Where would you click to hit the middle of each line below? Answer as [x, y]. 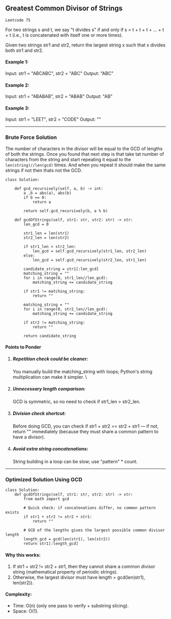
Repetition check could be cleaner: [50, 359]
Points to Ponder [23, 347]
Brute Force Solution [31, 137]
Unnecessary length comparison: [49, 389]
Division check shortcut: [39, 413]
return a [42, 202]
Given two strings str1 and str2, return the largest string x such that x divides [85, 45]
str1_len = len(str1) [47, 233]
